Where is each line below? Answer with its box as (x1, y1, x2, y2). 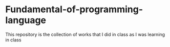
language (5, 14, 47, 26)
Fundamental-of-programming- (5, 4, 143, 15)
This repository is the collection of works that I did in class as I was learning (5, 31, 165, 37)
